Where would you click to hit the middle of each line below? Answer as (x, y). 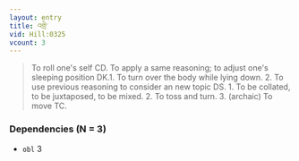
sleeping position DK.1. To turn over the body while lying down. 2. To (157, 78)
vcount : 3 (28, 42)
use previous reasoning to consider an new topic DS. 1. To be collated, (161, 87)
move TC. (49, 106)
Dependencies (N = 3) (58, 129)
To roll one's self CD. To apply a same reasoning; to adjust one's (149, 68)
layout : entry (36, 17)
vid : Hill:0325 (38, 34)
